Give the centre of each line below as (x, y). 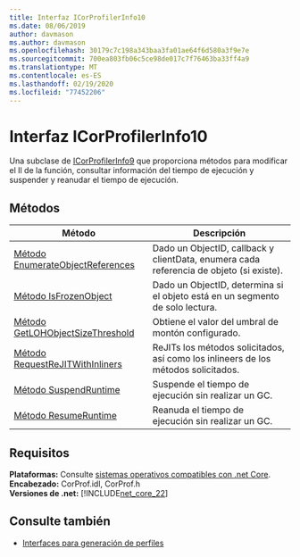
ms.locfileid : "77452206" (57, 92)
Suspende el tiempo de (201, 385)
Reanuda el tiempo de (198, 410)
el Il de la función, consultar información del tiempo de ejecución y (132, 170)
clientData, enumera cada (206, 260)
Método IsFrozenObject (63, 296)
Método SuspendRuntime (67, 390)
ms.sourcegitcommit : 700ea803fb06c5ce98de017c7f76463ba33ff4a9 (129, 59)
